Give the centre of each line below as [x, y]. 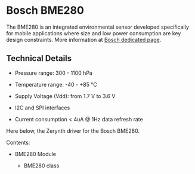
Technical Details [39, 58]
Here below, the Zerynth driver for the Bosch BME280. [73, 131]
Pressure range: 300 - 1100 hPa [53, 73]
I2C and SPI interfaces [42, 108]
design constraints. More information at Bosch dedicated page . [84, 39]
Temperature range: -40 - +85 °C [56, 84]
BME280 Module [35, 154]
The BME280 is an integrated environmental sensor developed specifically [98, 27]
